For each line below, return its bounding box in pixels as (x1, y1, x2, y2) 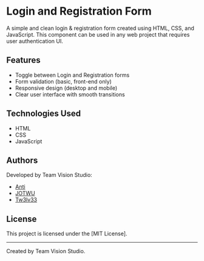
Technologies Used (6, 109, 81, 119)
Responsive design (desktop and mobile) (15, 84, 118, 91)
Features (6, 55, 41, 65)
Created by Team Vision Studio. (6, 248, 86, 255)
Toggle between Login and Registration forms (15, 71, 130, 79)
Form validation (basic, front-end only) (15, 77, 112, 85)
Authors (6, 155, 38, 165)
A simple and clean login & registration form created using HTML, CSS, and (6, 24, 194, 32)
